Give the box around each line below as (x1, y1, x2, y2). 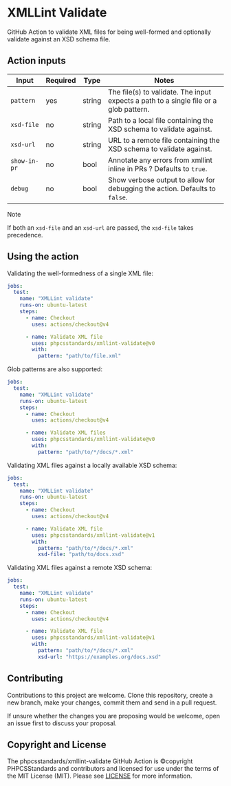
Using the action (7, 250, 79, 263)
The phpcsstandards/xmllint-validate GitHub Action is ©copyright (7, 757, 193, 765)
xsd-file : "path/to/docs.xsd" (37, 551, 125, 558)
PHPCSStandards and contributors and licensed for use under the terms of (7, 765, 219, 773)
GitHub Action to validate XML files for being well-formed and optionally (7, 28, 211, 36)
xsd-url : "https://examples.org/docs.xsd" (37, 654, 162, 660)
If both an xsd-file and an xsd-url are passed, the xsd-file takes (7, 223, 194, 232)
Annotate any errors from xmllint (107, 155, 213, 165)
